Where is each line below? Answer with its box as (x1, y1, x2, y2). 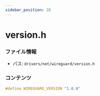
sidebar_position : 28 (5, 7, 51, 13)
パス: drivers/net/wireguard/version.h (12, 61, 95, 67)
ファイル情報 (5, 48, 37, 55)
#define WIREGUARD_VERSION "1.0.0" (5, 86, 81, 91)
